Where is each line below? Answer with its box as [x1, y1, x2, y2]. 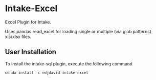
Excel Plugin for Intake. [5, 19, 51, 25]
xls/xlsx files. [5, 34, 32, 40]
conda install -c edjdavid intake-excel [5, 70, 89, 75]
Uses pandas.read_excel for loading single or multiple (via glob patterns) [5, 28, 152, 34]
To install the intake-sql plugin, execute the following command [5, 60, 133, 66]
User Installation [5, 48, 56, 56]
